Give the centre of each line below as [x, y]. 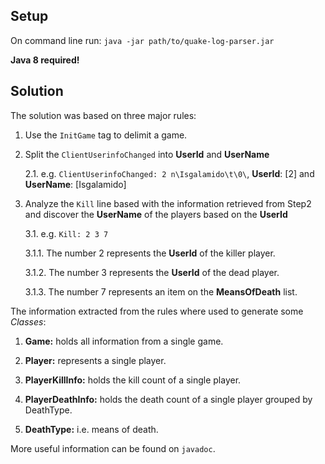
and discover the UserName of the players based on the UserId [156, 214]
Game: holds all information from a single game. [124, 341]
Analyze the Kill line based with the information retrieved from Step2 [168, 203]
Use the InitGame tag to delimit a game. [106, 135]
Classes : [28, 321]
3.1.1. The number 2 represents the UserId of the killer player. [150, 253]
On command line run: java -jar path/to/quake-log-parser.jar [142, 40]
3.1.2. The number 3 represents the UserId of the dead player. [152, 272]
